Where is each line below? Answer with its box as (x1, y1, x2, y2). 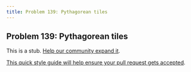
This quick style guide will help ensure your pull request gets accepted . (6, 59, 186, 67)
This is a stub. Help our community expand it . (6, 47, 121, 54)
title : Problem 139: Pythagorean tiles (6, 8, 108, 15)
